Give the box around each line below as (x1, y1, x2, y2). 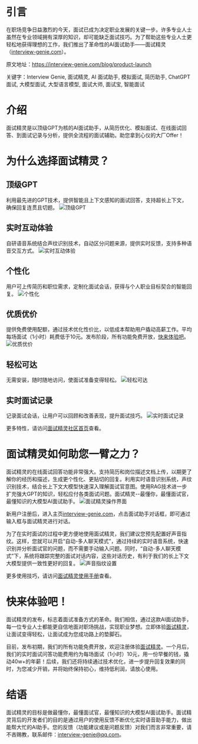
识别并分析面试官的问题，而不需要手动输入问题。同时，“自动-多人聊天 (6, 544, 176, 552)
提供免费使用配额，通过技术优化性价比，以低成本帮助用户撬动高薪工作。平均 (6, 326, 192, 333)
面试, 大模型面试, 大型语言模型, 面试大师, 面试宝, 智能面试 (6, 80, 145, 87)
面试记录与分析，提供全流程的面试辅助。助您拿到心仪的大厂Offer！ (21, 131, 184, 139)
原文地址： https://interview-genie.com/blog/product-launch (6, 60, 152, 68)
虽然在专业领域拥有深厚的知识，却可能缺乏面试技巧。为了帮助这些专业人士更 (6, 33, 192, 40)
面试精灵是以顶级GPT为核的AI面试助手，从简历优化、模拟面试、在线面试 (6, 124, 181, 131)
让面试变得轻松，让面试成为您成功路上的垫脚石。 (6, 630, 125, 638)
